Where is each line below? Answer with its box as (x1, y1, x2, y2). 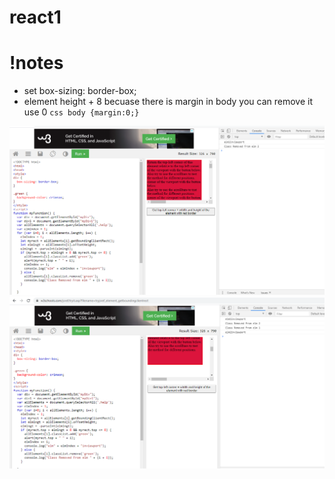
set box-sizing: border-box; (23, 85, 137, 97)
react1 (9, 6, 62, 29)
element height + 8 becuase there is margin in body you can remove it (23, 96, 313, 108)
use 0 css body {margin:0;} (23, 106, 140, 118)
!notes (9, 52, 64, 75)
